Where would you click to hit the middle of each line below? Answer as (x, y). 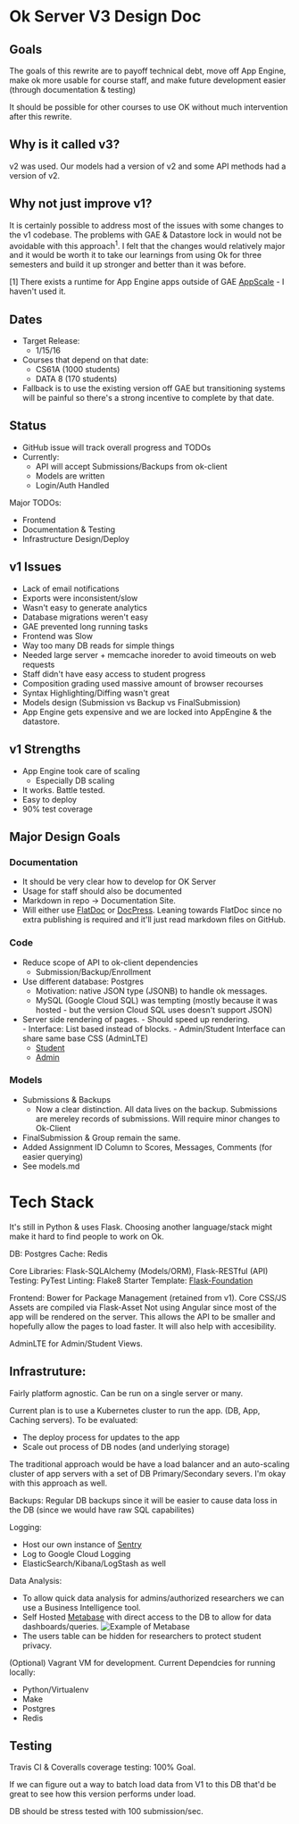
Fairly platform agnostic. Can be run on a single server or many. (126, 1393)
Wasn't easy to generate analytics (84, 607)
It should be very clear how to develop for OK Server (119, 882)
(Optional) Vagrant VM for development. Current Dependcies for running (142, 1662)
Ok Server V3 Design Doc (105, 17)
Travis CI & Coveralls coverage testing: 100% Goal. (103, 1767)
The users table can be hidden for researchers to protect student (141, 1636)
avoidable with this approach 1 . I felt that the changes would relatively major (147, 245)
